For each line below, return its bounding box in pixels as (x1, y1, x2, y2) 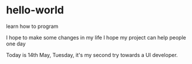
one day (6, 40, 26, 47)
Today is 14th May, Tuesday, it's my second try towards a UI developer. (6, 51, 178, 58)
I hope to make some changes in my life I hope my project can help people (6, 34, 186, 41)
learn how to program (6, 23, 59, 30)
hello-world (6, 3, 65, 17)
